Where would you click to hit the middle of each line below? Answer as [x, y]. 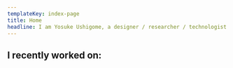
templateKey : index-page [43, 14]
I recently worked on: [55, 55]
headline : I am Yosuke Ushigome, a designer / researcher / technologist [117, 27]
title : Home [24, 20]
